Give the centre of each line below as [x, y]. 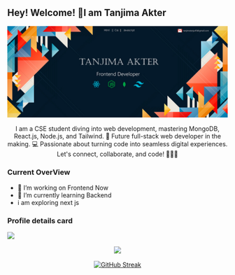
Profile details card [40, 220]
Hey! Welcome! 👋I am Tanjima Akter [87, 13]
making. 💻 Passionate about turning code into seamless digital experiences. [117, 144]
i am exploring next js [48, 202]
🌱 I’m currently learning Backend [64, 195]
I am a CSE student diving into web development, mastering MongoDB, [117, 129]
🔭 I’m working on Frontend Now [63, 188]
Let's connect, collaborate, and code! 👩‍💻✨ [117, 154]
